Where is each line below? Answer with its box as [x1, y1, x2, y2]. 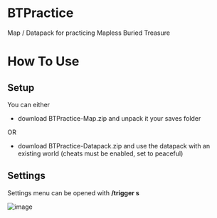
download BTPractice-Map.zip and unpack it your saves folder [17, 114, 201, 122]
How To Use [7, 53, 80, 70]
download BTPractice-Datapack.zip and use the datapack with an [17, 141, 211, 150]
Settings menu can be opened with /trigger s [7, 188, 140, 197]
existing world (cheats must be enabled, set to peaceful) [17, 149, 184, 158]
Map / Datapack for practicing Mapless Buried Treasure [7, 28, 171, 37]
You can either [7, 100, 51, 109]
